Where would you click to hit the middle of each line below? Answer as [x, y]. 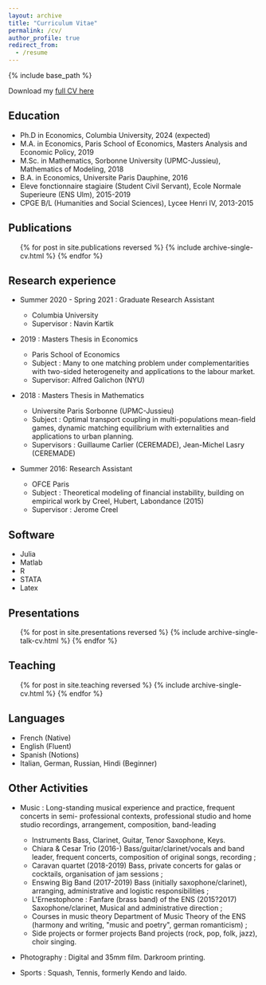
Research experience [62, 281]
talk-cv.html [39, 641]
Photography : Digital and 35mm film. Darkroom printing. [112, 957]
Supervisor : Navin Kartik [72, 324]
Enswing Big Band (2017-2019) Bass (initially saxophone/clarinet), [139, 882]
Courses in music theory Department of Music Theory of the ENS [139, 916]
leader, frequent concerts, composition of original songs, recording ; [144, 857]
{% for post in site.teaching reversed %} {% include [105, 685]
